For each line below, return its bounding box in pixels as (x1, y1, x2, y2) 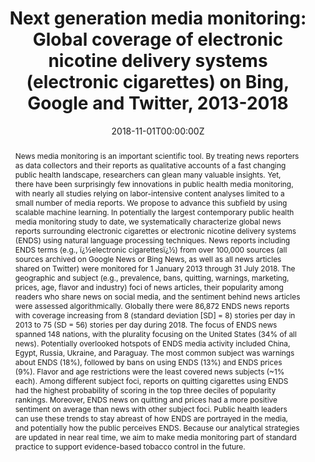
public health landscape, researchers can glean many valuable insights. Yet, (14, 169, 282, 180)
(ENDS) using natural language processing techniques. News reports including (14, 235, 291, 246)
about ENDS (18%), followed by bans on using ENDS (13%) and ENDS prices (14, 357, 283, 367)
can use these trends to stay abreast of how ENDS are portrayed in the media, (14, 413, 289, 424)
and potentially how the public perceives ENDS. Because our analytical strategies (14, 422, 300, 433)
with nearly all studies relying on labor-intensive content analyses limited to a (14, 188, 285, 199)
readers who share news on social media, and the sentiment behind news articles (14, 291, 301, 302)
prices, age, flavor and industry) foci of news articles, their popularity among (14, 282, 284, 292)
